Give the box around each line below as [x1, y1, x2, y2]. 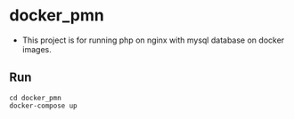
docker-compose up [9, 101, 78, 110]
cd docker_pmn [9, 93, 62, 102]
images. [21, 44, 52, 54]
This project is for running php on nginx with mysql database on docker [21, 35, 285, 45]
